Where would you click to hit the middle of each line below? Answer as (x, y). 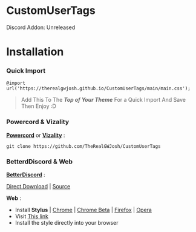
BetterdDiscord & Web (40, 161)
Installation (35, 52)
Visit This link (31, 216)
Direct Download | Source (38, 187)
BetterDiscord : (26, 175)
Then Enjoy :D (38, 106)
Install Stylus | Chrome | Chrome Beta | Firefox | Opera (83, 210)
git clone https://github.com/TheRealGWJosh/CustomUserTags (84, 146)
